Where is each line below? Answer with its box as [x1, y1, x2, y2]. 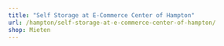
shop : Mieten [8, 26, 51, 34]
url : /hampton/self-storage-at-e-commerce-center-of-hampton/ [8, 19, 216, 27]
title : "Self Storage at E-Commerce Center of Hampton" [8, 11, 195, 19]
